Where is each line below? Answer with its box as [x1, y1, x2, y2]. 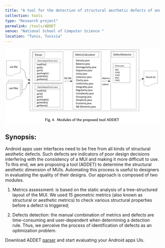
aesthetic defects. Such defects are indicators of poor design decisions [5, 151, 150, 157]
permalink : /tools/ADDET [5, 24, 56, 29]
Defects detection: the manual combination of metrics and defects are [12, 212, 154, 217]
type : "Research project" [5, 18, 58, 23]
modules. [5, 177, 24, 183]
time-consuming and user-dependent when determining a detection [12, 217, 150, 223]
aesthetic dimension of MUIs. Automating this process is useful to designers [5, 166, 160, 172]
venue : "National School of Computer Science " [5, 29, 105, 34]
